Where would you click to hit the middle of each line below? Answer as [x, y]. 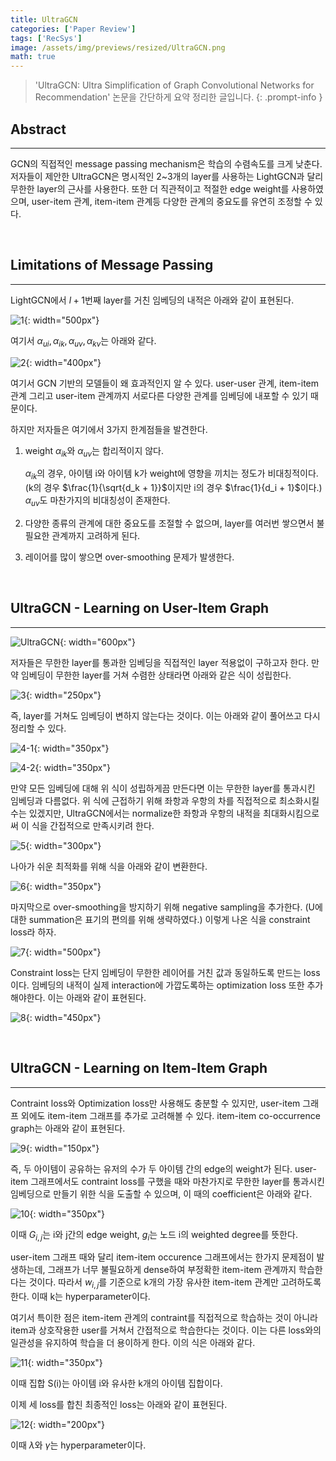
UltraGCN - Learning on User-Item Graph [140, 608]
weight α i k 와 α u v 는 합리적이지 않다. [94, 451]
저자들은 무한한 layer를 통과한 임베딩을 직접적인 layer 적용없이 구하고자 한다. [160, 662]
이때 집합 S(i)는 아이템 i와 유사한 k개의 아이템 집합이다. [116, 1383]
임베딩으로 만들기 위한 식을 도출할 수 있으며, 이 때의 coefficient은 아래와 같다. [161, 1193]
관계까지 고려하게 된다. [96, 535]
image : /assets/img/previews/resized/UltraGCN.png [118, 47]
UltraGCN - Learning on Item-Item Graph [139, 1068]
